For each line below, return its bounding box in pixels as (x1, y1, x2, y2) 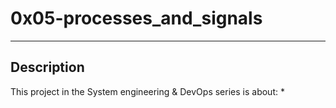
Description (10, 59, 85, 76)
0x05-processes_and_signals (10, 7, 263, 30)
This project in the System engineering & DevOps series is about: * (10, 85, 285, 97)
